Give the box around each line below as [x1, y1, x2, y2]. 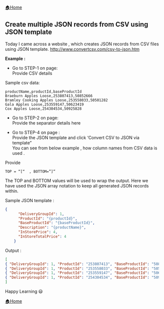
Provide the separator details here [12, 120, 81, 126]
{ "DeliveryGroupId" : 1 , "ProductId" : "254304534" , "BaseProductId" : [5, 275, 150, 280]
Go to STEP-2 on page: [12, 115, 59, 121]
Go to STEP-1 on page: [12, 65, 58, 71]
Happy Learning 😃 [5, 288, 43, 294]
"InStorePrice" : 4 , [18, 229, 58, 235]
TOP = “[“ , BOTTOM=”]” [5, 169, 56, 174]
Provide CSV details [12, 70, 53, 76]
